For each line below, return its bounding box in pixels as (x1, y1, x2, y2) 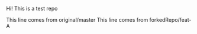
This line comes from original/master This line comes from (6, 16, 148, 23)
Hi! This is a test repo (6, 5, 58, 12)
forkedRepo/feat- (149, 16, 192, 23)
